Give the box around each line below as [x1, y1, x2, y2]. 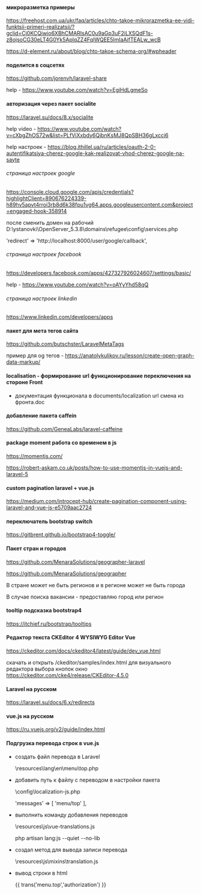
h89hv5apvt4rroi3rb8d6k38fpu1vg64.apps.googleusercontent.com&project [6, 201, 193, 208]
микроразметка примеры [6, 4, 75, 11]
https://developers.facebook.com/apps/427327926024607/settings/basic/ [6, 270, 191, 277]
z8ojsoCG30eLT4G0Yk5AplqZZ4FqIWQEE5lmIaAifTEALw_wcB [6, 36, 161, 43]
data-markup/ [6, 358, 41, 366]
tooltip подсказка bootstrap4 [6, 607, 82, 614]
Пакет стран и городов [6, 545, 67, 552]
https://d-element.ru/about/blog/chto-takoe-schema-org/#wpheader [6, 47, 177, 55]
